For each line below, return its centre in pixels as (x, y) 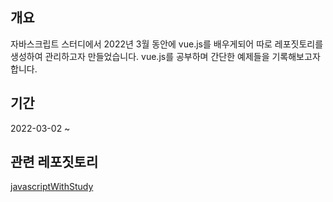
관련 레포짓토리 (54, 162)
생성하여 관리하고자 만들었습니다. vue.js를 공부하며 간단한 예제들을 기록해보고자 (165, 56)
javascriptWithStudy (52, 187)
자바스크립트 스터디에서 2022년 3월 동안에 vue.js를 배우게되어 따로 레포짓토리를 (167, 44)
